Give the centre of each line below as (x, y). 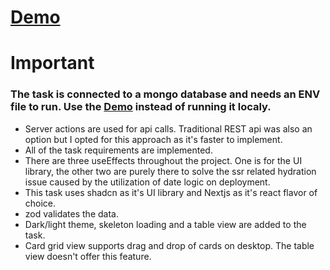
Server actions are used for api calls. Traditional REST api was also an (168, 128)
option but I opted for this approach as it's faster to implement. (153, 139)
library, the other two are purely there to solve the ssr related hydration (170, 171)
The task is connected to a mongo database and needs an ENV (165, 94)
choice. (40, 203)
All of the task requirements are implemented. (118, 150)
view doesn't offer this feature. (88, 256)
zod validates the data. (71, 213)
